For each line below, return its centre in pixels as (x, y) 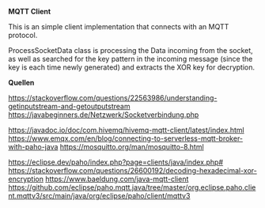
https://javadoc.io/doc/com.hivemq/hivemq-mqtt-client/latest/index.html (126, 130)
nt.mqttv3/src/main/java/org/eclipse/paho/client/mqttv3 (99, 196)
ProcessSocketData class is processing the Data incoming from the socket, (131, 50)
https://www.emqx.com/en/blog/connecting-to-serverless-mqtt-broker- (126, 138)
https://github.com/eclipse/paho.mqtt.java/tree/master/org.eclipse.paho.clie (132, 187)
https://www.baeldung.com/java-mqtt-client (117, 179)
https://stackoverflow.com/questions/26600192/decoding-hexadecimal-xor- (132, 170)
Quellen (21, 83)
